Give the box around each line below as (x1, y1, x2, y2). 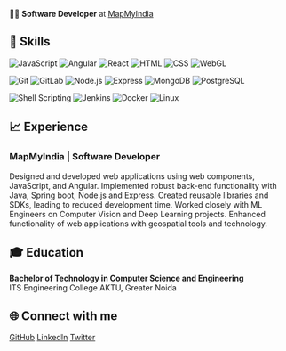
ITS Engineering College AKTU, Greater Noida (9, 282, 178, 293)
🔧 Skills (9, 34, 51, 49)
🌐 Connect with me (9, 308, 118, 323)
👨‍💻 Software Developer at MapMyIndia (9, 9, 154, 19)
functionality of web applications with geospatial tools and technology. (9, 218, 268, 229)
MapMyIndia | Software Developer (9, 151, 161, 163)
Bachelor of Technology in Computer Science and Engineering (9, 273, 244, 284)
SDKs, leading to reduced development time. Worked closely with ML (9, 199, 263, 209)
